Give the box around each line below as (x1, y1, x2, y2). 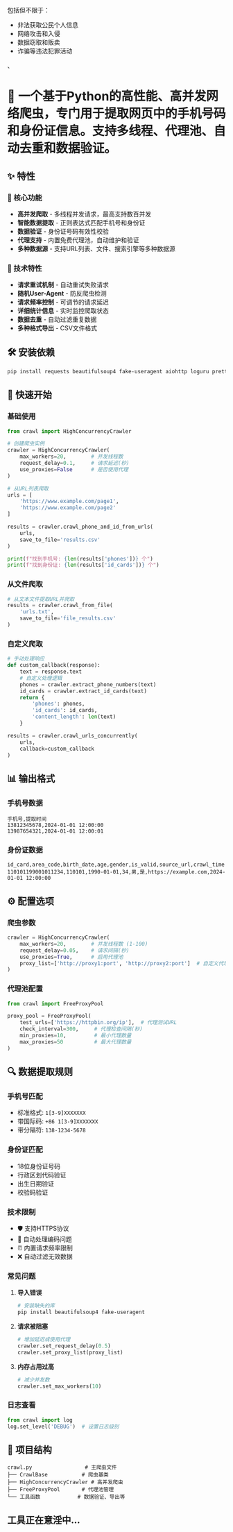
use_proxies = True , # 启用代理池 (19, 953, 123, 960)
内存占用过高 (17, 1362, 54, 1370)
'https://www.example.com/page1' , (19, 498, 119, 505)
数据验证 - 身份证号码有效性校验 (17, 227, 110, 235)
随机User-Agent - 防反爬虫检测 (17, 289, 107, 298)
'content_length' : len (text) (32, 713, 116, 720)
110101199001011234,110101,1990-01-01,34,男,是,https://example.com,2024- (7, 869, 226, 876)
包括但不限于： (7, 6, 50, 14)
